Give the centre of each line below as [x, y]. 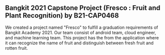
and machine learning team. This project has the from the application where [82, 37]
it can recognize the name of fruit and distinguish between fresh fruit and [79, 43]
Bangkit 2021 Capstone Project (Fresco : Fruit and [83, 8]
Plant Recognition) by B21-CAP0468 [62, 16]
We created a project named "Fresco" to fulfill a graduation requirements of [82, 27]
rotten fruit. [16, 48]
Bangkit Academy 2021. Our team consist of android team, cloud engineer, [81, 32]
